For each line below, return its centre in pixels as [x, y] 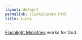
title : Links [19, 19]
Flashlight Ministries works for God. [41, 33]
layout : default [22, 10]
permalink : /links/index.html [36, 14]
